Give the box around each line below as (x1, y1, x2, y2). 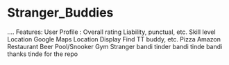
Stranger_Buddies (7, 5, 114, 21)
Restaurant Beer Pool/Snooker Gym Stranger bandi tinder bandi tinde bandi (7, 42, 223, 50)
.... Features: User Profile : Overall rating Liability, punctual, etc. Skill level (7, 28, 217, 36)
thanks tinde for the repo (7, 50, 78, 58)
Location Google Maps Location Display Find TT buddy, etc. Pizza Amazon (7, 35, 221, 43)
